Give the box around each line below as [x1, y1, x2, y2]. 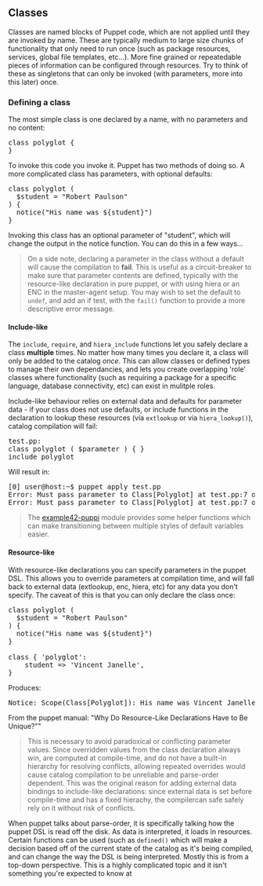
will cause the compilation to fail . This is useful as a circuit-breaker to [27, 262, 252, 272]
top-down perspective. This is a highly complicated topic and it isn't [8, 860, 227, 870]
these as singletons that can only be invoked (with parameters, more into [8, 68, 243, 78]
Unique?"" [8, 721, 41, 730]
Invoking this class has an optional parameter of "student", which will [8, 231, 231, 240]
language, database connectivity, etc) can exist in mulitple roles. [8, 381, 215, 391]
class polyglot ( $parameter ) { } [8, 445, 145, 454]
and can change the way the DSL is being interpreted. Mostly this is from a [8, 851, 249, 861]
